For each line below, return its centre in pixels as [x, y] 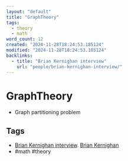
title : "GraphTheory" [33, 17]
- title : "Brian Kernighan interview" [59, 61]
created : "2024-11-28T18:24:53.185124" [55, 45]
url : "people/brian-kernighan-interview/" [70, 67]
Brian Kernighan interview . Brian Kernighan [67, 145]
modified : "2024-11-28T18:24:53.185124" [57, 50]
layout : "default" [29, 12]
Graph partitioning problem [47, 112]
